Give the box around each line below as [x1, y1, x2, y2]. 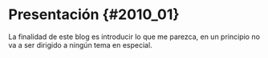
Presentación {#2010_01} [8, 6, 180, 24]
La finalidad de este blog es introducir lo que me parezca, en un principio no [8, 32, 261, 41]
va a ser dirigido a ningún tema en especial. [8, 40, 152, 49]
